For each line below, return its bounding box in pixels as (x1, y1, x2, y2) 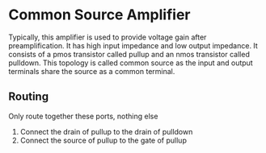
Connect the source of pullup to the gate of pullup (19, 135, 188, 145)
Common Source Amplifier (8, 6, 191, 24)
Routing (8, 90, 49, 104)
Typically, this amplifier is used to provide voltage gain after (8, 32, 207, 42)
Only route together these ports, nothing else (8, 111, 158, 121)
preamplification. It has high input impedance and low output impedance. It (8, 40, 259, 50)
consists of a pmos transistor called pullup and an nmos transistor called (8, 49, 251, 59)
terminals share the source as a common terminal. (8, 66, 175, 76)
